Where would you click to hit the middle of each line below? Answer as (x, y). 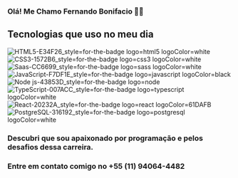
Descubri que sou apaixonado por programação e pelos (105, 138)
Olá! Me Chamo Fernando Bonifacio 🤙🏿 (76, 11)
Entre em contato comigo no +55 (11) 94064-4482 (96, 166)
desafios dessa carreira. (51, 147)
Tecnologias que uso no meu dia (81, 35)
